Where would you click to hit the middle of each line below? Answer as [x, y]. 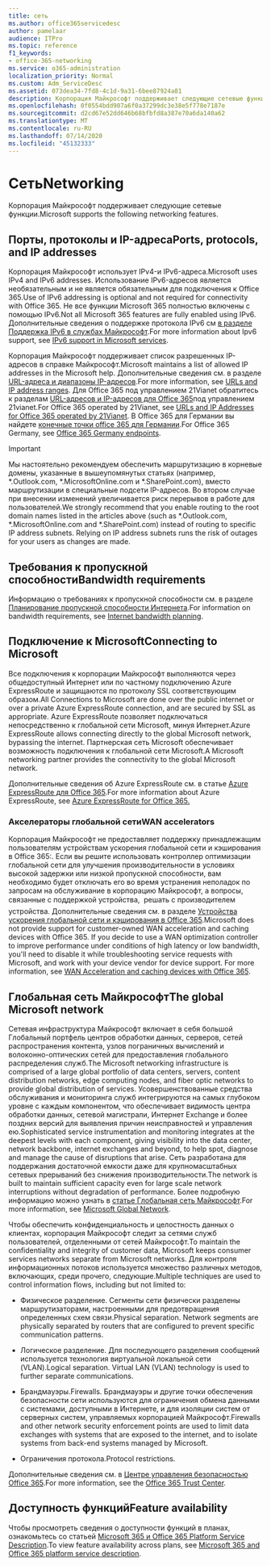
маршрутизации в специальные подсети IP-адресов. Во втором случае [132, 490]
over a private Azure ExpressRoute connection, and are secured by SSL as [132, 708]
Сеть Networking [66, 183]
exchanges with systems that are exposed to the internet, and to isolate [139, 1434]
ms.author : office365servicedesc [65, 23]
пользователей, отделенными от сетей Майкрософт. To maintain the [124, 1241]
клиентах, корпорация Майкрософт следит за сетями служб [113, 1233]
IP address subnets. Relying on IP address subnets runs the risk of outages [133, 533]
